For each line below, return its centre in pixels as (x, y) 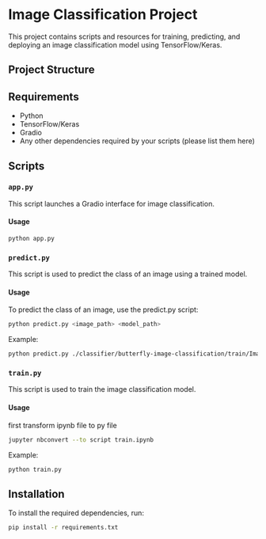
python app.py (32, 239)
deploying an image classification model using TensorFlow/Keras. (115, 44)
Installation (36, 493)
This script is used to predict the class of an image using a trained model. (128, 274)
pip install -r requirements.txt (63, 528)
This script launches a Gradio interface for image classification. (112, 203)
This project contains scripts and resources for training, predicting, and (124, 36)
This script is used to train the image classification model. (102, 389)
